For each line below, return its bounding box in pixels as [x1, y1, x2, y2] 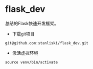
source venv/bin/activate [5, 60, 58, 65]
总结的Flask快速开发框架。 [5, 20, 59, 26]
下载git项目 [12, 31, 35, 36]
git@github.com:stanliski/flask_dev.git [5, 40, 89, 45]
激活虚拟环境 [12, 50, 38, 56]
